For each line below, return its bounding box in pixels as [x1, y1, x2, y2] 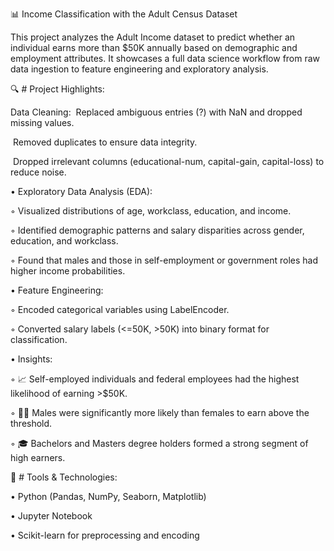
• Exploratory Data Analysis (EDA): [10, 186, 153, 197]
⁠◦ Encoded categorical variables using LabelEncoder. [10, 304, 230, 315]
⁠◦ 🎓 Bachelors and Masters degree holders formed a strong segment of [10, 438, 309, 449]
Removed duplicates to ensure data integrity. [12, 136, 198, 148]
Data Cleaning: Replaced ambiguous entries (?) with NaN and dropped [10, 106, 303, 118]
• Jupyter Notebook [10, 510, 93, 522]
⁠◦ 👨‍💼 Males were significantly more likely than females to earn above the [10, 407, 310, 418]
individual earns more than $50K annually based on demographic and [10, 42, 298, 53]
